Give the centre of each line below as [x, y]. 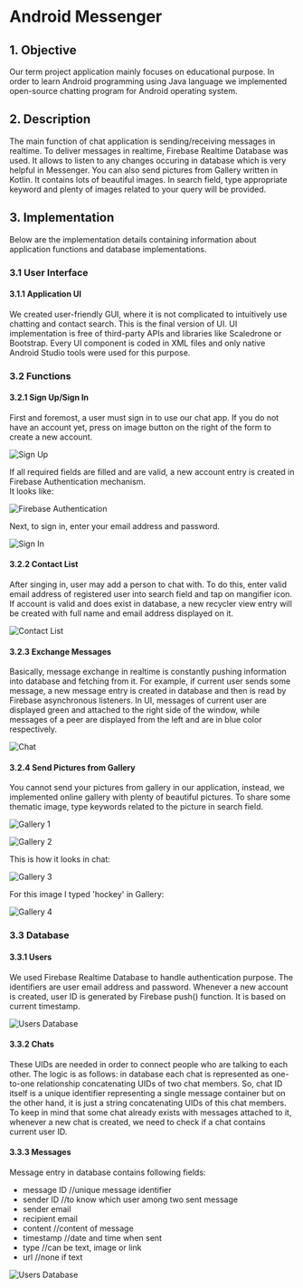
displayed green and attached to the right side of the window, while [135, 710]
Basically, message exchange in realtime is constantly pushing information [148, 672]
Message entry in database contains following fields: [108, 1172]
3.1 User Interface [49, 272]
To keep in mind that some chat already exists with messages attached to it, [151, 1112]
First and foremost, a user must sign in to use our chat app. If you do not [144, 417]
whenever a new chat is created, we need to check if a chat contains [137, 1122]
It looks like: [32, 491]
